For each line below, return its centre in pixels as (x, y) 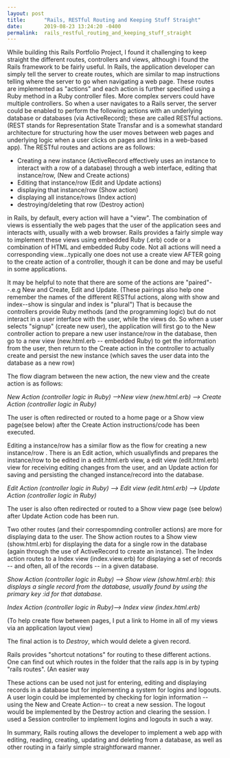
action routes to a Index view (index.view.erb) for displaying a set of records (115, 559)
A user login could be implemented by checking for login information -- (108, 697)
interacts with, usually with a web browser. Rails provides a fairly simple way (115, 233)
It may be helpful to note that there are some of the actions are (95, 282)
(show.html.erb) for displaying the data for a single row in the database (107, 544)
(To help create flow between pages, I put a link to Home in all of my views (113, 621)
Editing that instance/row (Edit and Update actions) (89, 182)
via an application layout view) (50, 628)
